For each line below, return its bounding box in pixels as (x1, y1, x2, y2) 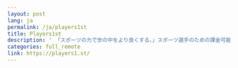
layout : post (7, 10, 46, 18)
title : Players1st (7, 30, 62, 38)
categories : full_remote (7, 43, 81, 50)
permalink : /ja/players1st (7, 23, 87, 30)
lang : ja (7, 17, 33, 24)
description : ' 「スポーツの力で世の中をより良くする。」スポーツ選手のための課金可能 (7, 37, 232, 44)
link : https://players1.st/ (7, 50, 91, 57)
